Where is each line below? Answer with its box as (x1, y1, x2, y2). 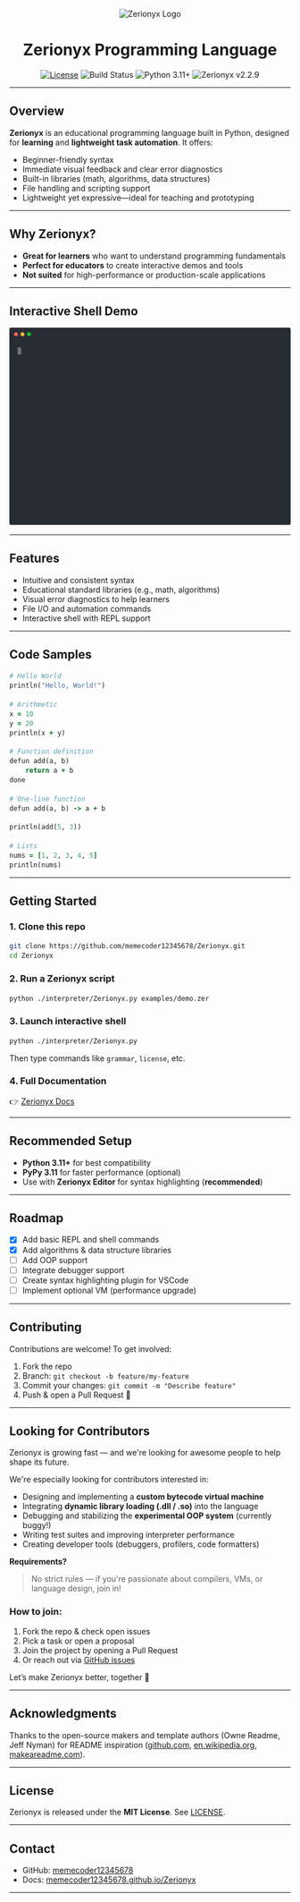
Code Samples (9, 647, 92, 662)
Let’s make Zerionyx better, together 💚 (9, 1671, 150, 1682)
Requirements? (9, 1557, 67, 1567)
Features (9, 551, 60, 566)
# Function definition (9, 747, 94, 756)
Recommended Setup (9, 1134, 132, 1149)
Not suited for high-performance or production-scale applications (21, 269, 266, 280)
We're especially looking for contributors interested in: (9, 1474, 209, 1485)
